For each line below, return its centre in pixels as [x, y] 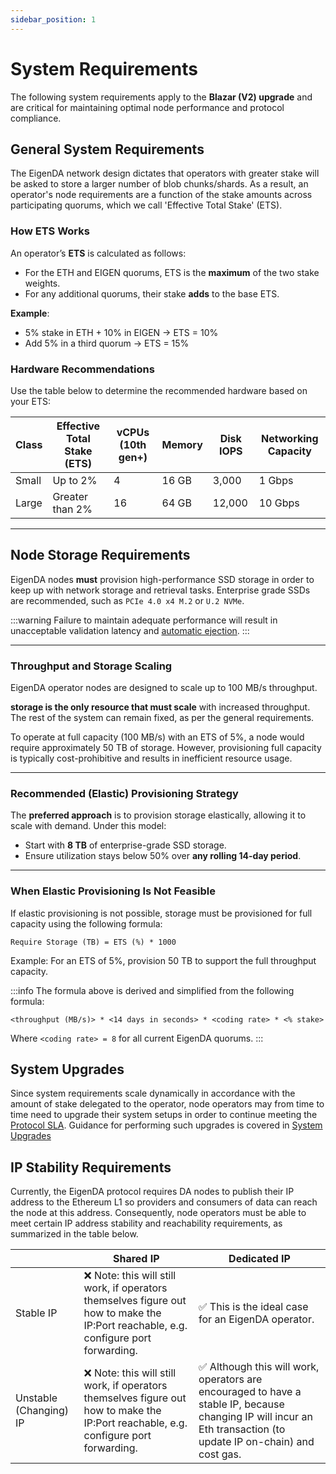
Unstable [36, 1398]
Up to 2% [75, 480]
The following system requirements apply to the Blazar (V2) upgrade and [161, 97]
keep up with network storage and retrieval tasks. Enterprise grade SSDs [160, 590]
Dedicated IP [259, 1259]
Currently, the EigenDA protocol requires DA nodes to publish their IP [152, 1192]
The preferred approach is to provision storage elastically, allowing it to [158, 815]
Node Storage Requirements [100, 555]
